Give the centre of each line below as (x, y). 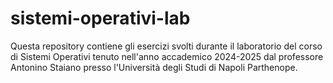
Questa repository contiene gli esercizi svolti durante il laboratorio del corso (166, 46)
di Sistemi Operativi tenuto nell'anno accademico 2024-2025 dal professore (167, 56)
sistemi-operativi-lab (100, 18)
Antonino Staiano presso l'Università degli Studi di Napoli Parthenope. (154, 67)
